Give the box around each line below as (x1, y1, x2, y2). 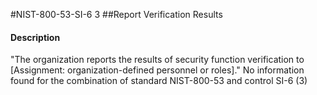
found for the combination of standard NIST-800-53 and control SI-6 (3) (10, 75, 308, 87)
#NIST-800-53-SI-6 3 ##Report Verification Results (10, 9, 223, 20)
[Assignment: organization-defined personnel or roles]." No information (10, 64, 305, 76)
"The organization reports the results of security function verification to (10, 54, 305, 66)
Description (10, 31, 61, 43)
